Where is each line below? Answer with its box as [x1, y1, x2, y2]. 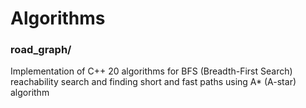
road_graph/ [10, 43, 72, 57]
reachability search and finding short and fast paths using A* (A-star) [10, 76, 297, 88]
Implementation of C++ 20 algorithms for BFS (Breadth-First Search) [10, 65, 293, 77]
